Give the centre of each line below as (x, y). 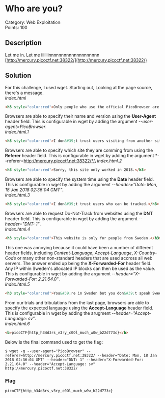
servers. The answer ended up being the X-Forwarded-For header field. (78, 263)
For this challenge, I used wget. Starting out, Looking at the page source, (79, 87)
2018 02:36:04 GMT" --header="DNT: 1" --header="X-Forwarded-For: (74, 360)
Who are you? (34, 9)
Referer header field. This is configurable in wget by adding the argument (80, 156)
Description (23, 43)
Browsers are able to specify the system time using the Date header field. (80, 179)
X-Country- (145, 253)
